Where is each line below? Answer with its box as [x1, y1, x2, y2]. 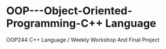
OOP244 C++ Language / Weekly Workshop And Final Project [6, 36, 160, 43]
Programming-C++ [6, 17, 103, 30]
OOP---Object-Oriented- [6, 4, 133, 18]
